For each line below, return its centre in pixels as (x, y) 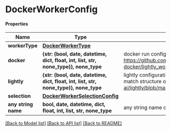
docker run (137, 54)
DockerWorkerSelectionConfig (80, 96)
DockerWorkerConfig (51, 9)
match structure (142, 82)
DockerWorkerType (67, 46)
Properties (17, 23)
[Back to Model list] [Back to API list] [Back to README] (64, 123)
